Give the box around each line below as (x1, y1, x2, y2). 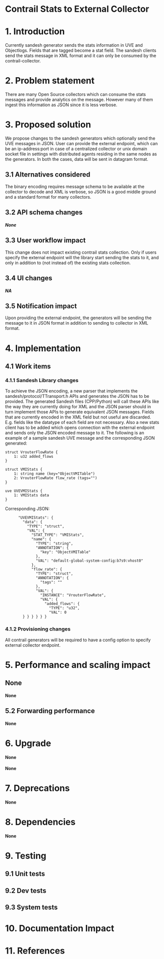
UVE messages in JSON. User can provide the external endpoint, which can (5, 141, 158, 146)
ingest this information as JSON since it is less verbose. (5, 102, 117, 108)
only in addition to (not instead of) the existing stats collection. (5, 260, 131, 266)
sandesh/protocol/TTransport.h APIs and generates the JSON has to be (5, 393, 149, 399)
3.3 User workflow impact (5, 236, 86, 244)
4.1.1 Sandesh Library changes (5, 377, 79, 384)
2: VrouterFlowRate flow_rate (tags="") (14, 476, 97, 480)
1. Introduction (5, 26, 65, 37)
